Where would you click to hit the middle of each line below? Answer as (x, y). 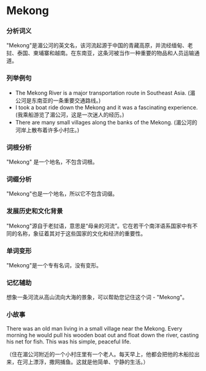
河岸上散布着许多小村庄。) (47, 130)
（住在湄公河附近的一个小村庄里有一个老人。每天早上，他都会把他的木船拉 (100, 354)
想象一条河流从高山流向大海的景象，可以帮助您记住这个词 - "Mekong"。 (97, 297)
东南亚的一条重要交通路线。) (66, 100)
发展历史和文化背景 (35, 211)
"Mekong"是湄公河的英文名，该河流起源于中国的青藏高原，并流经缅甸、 (97, 45)
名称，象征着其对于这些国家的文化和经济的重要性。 (81, 233)
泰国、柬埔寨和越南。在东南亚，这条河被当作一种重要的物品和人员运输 (105, 53)
